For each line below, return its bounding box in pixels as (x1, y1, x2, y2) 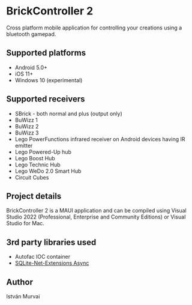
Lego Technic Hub (14, 161, 61, 168)
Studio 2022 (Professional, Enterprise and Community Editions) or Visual (6, 213, 186, 220)
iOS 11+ (14, 70, 34, 77)
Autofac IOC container (14, 253, 71, 261)
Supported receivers (6, 94, 85, 104)
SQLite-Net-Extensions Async (14, 259, 89, 267)
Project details (6, 191, 62, 201)
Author (6, 277, 33, 287)
